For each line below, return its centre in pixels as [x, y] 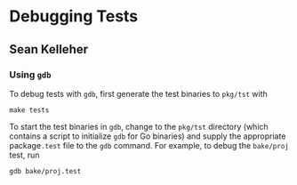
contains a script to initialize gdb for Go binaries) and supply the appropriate [148, 136]
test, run [24, 155]
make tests [29, 110]
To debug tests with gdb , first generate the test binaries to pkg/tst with [139, 93]
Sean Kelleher [49, 49]
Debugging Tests [74, 16]
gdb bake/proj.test [45, 171]
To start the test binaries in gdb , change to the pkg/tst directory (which [139, 126]
